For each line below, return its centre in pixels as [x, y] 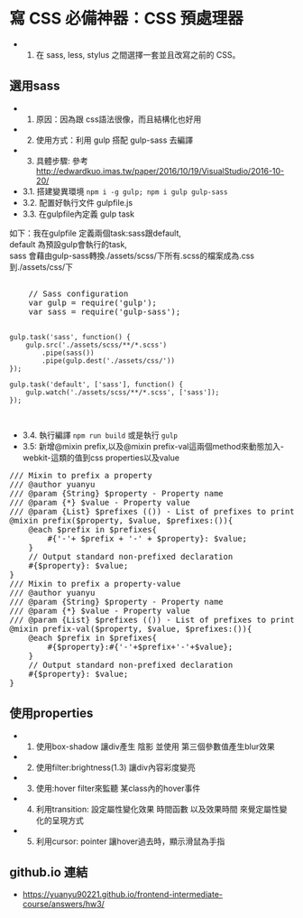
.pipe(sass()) [68, 353]
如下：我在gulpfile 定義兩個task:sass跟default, [96, 233]
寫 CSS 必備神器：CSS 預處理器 [126, 19]
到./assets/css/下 [41, 266]
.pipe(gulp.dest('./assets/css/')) [109, 361]
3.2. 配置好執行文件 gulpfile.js [78, 202]
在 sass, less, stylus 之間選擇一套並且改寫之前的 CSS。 [138, 54]
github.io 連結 [49, 872]
